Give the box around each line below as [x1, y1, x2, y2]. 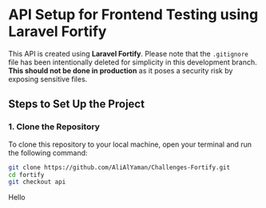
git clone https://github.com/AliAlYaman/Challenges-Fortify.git [8, 163, 230, 171]
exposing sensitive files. [8, 74, 88, 84]
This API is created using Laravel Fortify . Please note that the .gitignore [8, 49, 249, 58]
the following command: [8, 147, 88, 157]
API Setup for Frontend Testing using [8, 6, 259, 24]
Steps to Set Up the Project [8, 97, 145, 111]
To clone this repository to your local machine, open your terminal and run [8, 139, 252, 149]
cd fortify [8, 171, 45, 179]
